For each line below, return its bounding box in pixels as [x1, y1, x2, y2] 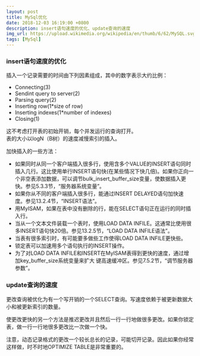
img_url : [6, 31, 28, 37]
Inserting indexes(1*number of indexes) [14, 109, 112, 116]
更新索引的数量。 [21, 303, 64, 310]
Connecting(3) [14, 84, 51, 91]
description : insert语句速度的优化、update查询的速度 [6, 25, 131, 32]
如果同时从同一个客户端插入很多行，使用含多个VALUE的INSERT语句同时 [14, 160, 192, 167]
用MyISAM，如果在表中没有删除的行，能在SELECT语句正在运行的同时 [14, 205, 186, 212]
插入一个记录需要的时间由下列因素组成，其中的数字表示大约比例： [6, 72, 168, 79]
